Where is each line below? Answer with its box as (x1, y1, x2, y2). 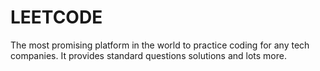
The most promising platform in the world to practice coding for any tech (10, 39, 310, 51)
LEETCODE (10, 6, 103, 29)
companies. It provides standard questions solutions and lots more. (10, 49, 287, 61)
